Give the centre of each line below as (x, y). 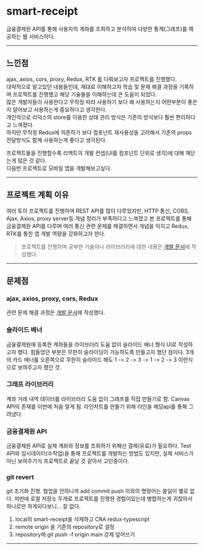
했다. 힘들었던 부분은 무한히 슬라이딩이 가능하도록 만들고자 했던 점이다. (101, 352)
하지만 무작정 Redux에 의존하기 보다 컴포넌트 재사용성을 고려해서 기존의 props (99, 132)
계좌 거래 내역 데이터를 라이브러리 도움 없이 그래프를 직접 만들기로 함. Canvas (98, 399)
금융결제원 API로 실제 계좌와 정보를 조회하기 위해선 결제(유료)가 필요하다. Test (99, 446)
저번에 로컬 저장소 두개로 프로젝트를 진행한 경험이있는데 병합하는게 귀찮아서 (104, 499)
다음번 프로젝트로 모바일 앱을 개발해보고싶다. (59, 168)
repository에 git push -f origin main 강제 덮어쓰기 (75, 535)
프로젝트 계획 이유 (38, 195)
